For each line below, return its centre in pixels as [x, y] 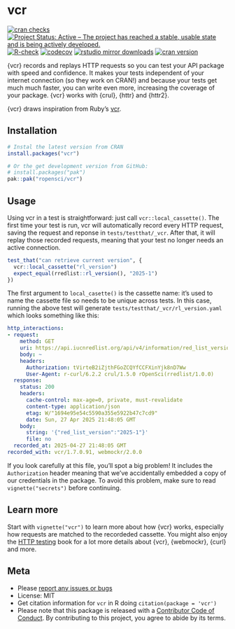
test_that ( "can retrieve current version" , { [74, 260]
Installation [32, 131]
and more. [22, 549]
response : [28, 380]
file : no [38, 439]
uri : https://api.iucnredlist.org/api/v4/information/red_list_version [126, 348]
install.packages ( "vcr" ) [43, 153]
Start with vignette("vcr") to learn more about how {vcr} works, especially [115, 527]
